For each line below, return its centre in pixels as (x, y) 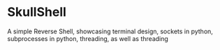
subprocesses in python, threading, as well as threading (88, 38)
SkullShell (37, 12)
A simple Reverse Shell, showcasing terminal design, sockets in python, (110, 31)
